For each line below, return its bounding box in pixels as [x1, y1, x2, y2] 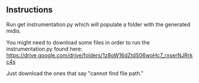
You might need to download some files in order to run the [6, 38, 150, 46]
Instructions [6, 5, 53, 15]
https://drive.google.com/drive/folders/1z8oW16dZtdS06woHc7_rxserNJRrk [6, 51, 193, 59]
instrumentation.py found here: [6, 45, 83, 52]
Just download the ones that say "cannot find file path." [6, 69, 144, 77]
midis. [6, 27, 22, 34]
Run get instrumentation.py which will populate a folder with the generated [6, 20, 191, 28]
